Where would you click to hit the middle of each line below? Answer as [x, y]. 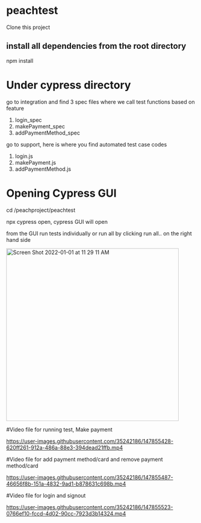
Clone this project [28, 27]
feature [15, 108]
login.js [24, 156]
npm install [20, 60]
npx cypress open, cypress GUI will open [57, 221]
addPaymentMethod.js [43, 169]
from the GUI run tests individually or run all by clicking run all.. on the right [99, 233]
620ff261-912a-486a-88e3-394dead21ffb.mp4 [65, 448]
